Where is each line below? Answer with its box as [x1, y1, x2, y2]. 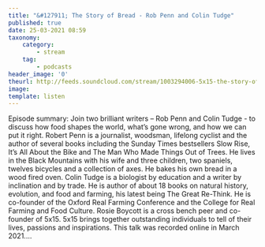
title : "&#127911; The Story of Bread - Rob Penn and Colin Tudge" [8, 11, 235, 20]
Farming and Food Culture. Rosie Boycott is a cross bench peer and [8, 206, 228, 215]
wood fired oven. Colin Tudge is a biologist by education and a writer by [8, 173, 242, 182]
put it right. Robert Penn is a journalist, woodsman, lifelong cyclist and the [8, 131, 248, 140]
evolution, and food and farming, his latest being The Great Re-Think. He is [8, 189, 251, 199]
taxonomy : [8, 33, 41, 42]
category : [22, 41, 55, 49]
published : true [8, 19, 62, 27]
